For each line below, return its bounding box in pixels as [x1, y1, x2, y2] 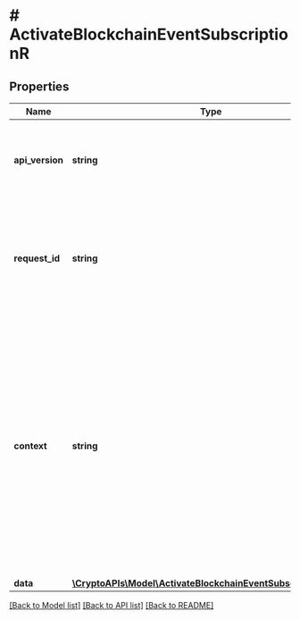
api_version [13, 154, 64, 166]
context [13, 439, 47, 452]
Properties [9, 79, 70, 94]
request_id [13, 252, 61, 264]
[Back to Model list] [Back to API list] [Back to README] [9, 600, 214, 610]
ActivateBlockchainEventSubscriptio [9, 24, 288, 45]
